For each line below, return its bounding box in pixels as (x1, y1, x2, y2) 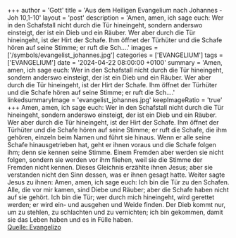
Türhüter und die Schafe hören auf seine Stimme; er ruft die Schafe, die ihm (7, 126, 228, 134)
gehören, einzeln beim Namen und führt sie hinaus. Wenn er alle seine (7, 133, 211, 142)
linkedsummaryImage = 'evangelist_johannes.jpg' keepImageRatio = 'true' (7, 96, 223, 104)
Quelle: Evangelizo (7, 223, 61, 231)
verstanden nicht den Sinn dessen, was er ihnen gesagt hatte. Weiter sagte (7, 170, 225, 179)
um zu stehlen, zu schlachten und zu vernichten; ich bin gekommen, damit (7, 208, 223, 216)
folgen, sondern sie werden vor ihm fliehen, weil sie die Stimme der (7, 156, 203, 164)
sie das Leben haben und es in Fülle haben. (7, 215, 134, 224)
